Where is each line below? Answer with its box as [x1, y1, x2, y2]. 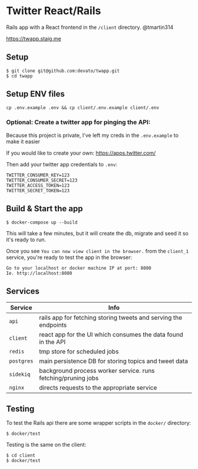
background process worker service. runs [39, 367, 155, 375]
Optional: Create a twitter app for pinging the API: [6, 118, 151, 126]
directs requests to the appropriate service [39, 383, 157, 392]
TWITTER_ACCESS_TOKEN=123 [6, 182, 70, 188]
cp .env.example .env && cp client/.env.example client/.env [6, 104, 160, 110]
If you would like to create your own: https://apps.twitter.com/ [6, 149, 156, 156]
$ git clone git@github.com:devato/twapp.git [6, 68, 120, 74]
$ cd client [6, 452, 35, 458]
